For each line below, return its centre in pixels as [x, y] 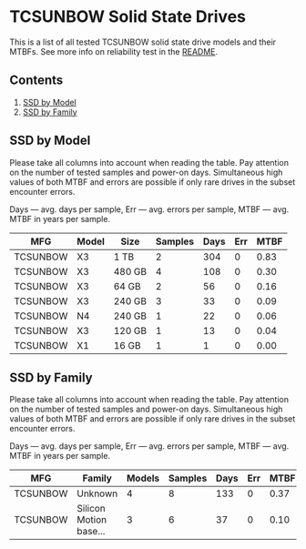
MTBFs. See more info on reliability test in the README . [114, 51]
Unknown [97, 493]
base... [91, 532]
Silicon [92, 509]
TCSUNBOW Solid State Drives [127, 17]
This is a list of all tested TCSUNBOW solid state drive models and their [143, 42]
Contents [36, 81]
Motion [92, 520]
